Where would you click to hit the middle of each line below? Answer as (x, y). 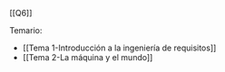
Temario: (26, 30)
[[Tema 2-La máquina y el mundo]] (88, 57)
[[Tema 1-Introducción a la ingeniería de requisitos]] (119, 48)
